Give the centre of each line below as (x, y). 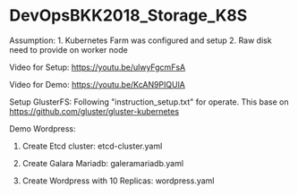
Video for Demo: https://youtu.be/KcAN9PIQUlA (97, 84)
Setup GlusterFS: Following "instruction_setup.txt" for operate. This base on (149, 102)
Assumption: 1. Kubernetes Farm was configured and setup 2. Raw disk (140, 40)
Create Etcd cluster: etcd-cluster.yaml (92, 146)
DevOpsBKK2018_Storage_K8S (128, 16)
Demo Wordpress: (43, 128)
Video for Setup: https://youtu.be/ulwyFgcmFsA (98, 67)
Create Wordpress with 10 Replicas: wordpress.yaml (118, 181)
